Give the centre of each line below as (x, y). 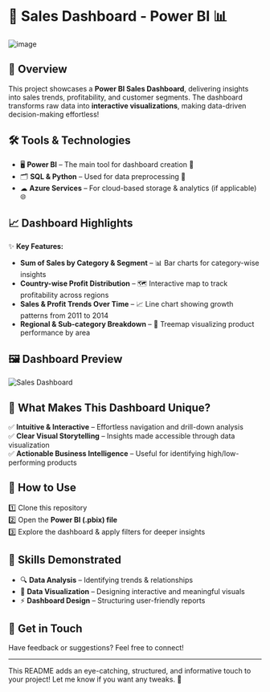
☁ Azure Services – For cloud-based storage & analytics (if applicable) (138, 188)
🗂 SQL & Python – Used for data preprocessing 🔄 (103, 176)
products (62, 462)
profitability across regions (64, 295)
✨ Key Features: (36, 246)
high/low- (223, 454)
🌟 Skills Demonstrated (65, 560)
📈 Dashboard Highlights (71, 223)
